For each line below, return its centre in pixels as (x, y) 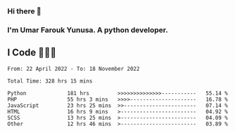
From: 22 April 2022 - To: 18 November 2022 (74, 69)
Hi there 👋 (25, 11)
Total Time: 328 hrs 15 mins (50, 81)
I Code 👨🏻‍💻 (32, 53)
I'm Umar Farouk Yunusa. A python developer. (88, 29)
